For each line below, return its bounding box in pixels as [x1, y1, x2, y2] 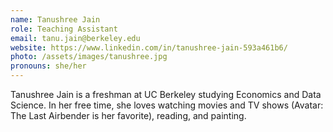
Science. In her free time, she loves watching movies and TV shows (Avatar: [10, 99, 324, 111]
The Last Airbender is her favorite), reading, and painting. [10, 110, 247, 121]
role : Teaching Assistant [10, 24, 118, 34]
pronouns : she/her [10, 61, 87, 71]
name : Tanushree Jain [10, 14, 101, 25]
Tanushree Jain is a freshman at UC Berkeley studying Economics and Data [10, 89, 322, 100]
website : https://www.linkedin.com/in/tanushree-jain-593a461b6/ [10, 42, 288, 53]
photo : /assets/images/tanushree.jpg [10, 52, 168, 62]
